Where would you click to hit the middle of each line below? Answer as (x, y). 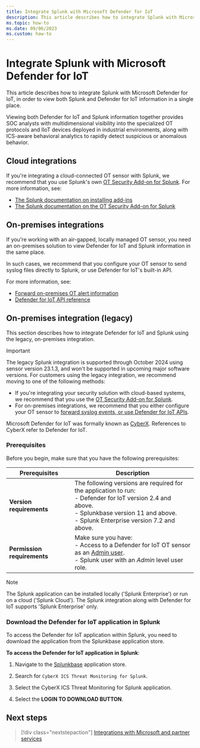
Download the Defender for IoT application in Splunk (83, 622)
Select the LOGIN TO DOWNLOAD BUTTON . (69, 699)
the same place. (26, 252)
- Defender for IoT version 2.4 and (123, 498)
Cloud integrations (41, 161)
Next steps (27, 718)
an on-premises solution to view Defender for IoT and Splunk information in (99, 246)
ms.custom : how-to (29, 34)
